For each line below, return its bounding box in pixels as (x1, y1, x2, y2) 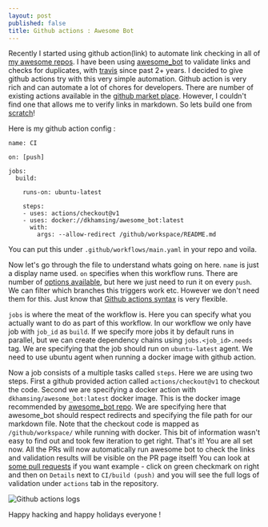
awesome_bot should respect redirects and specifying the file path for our (8, 411, 254, 420)
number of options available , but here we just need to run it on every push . (8, 278, 252, 287)
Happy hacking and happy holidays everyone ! (8, 510, 162, 520)
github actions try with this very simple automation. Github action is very (8, 74, 247, 84)
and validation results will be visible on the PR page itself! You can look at (8, 453, 250, 463)
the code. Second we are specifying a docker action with (8, 385, 197, 395)
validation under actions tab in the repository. (8, 479, 159, 488)
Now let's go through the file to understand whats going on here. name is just (8, 260, 259, 270)
